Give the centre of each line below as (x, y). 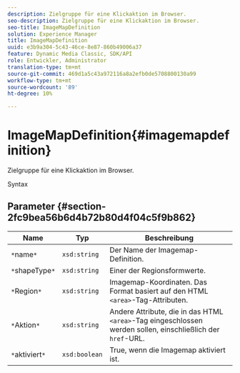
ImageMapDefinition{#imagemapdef (119, 135)
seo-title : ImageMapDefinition (54, 27)
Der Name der (133, 249)
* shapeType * (33, 270)
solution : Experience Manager (52, 34)
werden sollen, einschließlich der (165, 329)
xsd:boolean (82, 354)
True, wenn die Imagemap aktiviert (168, 349)
